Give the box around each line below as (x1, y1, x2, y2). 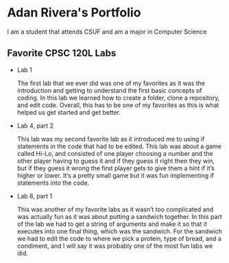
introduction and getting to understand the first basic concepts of (16, 86, 202, 94)
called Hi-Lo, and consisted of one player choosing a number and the (16, 149, 214, 157)
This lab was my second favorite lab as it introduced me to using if (16, 135, 205, 143)
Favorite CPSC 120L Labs (7, 47, 117, 59)
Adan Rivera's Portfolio (7, 5, 141, 21)
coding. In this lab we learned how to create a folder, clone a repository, (16, 93, 220, 102)
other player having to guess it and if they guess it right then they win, (16, 157, 215, 165)
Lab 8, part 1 (16, 192, 53, 200)
